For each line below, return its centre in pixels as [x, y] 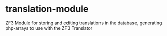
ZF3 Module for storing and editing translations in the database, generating [84, 23]
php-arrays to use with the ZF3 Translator [49, 28]
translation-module [47, 9]
